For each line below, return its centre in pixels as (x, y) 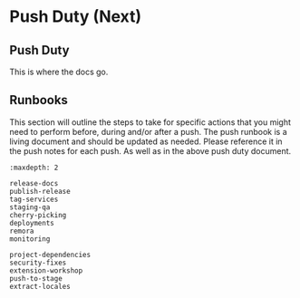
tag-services (34, 199)
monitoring (30, 239)
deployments (32, 223)
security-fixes (38, 263)
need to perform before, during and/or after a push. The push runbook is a (148, 131)
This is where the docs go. (59, 72)
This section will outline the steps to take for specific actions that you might (150, 122)
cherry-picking (38, 215)
